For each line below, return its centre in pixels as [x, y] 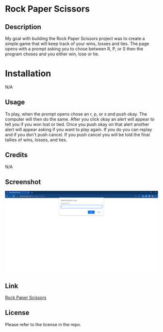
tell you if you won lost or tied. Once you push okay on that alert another [77, 124]
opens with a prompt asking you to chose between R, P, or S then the [74, 49]
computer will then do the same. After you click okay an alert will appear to [80, 119]
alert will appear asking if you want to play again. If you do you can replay [79, 129]
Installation [28, 74]
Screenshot [23, 182]
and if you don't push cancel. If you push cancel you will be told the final [78, 134]
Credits [16, 155]
